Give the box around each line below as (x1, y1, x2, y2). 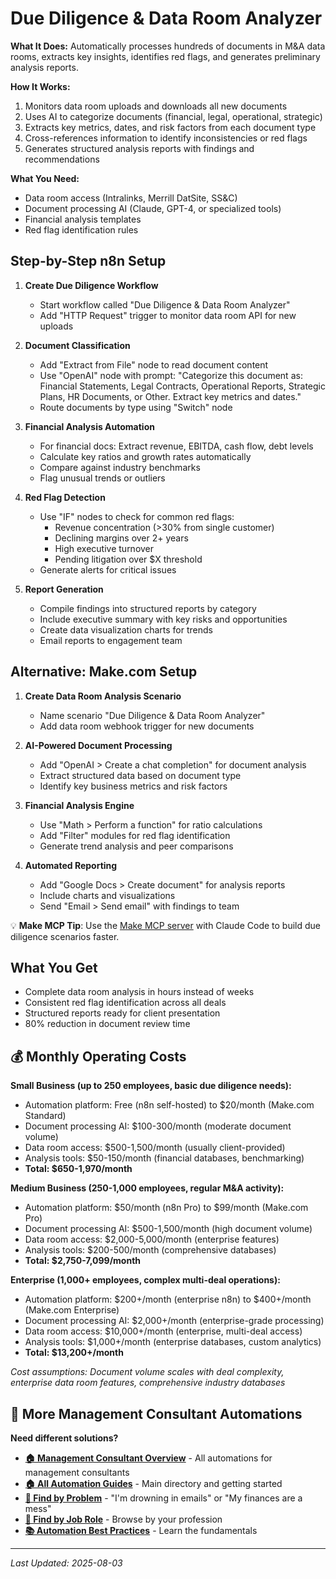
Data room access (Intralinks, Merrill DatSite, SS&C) (24, 192, 238, 204)
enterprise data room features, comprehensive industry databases (10, 1377, 286, 1389)
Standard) (24, 1110, 67, 1122)
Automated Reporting (24, 859, 118, 871)
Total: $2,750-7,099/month (24, 1255, 142, 1267)
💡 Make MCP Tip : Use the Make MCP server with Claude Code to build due (10, 919, 322, 931)
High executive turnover (54, 542, 155, 554)
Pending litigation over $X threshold (54, 553, 203, 565)
